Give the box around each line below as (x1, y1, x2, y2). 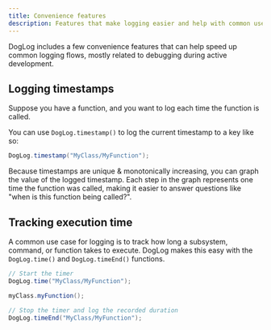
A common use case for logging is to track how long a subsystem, (8, 237, 228, 246)
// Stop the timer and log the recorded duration (8, 306, 179, 315)
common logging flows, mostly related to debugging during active (8, 50, 227, 60)
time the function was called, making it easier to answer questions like (8, 183, 242, 194)
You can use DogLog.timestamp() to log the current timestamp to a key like (8, 127, 254, 137)
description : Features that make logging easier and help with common (8, 19, 251, 27)
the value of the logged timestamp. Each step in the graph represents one (8, 175, 254, 185)
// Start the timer (8, 269, 74, 278)
